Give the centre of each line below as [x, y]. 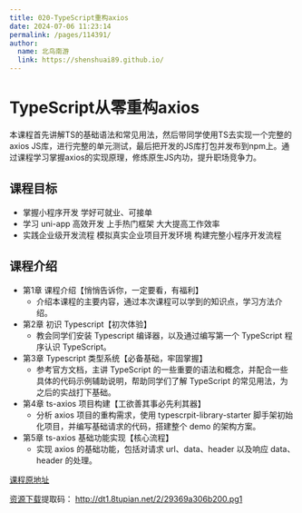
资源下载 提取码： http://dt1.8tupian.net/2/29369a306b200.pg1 [126, 498]
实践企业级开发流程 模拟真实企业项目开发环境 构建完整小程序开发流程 [152, 235]
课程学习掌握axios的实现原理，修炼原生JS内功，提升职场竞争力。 [139, 157]
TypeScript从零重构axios [104, 108]
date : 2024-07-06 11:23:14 [60, 26]
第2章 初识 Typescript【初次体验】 [87, 324]
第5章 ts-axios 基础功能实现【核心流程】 [98, 438]
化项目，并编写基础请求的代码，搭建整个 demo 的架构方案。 [148, 426]
